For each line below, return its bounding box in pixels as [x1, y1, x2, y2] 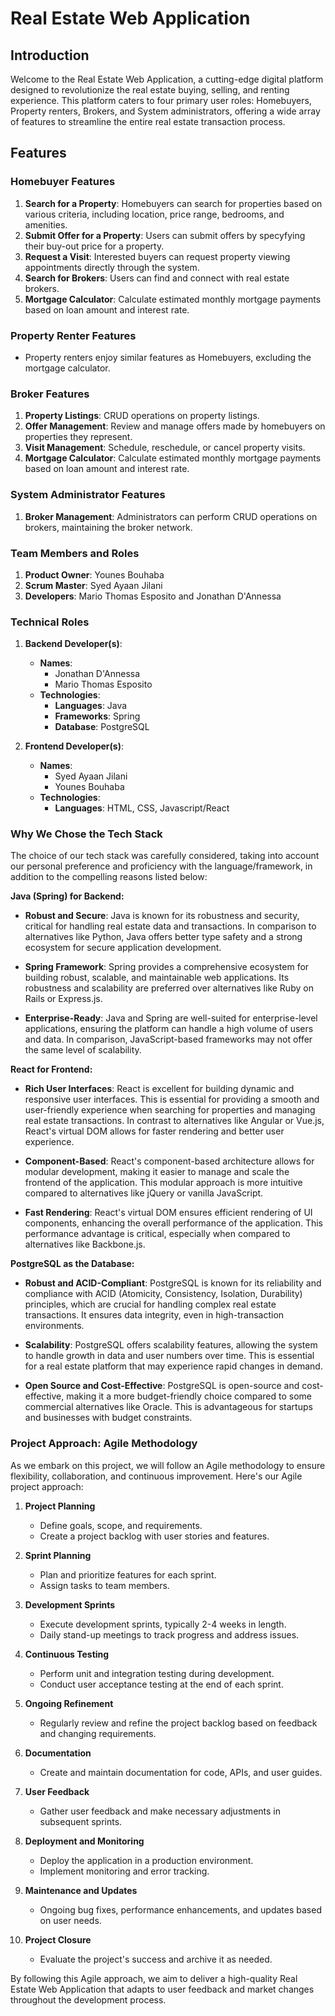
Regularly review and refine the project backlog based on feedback [39, 1717, 318, 1729]
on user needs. [39, 1914, 102, 1926]
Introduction [10, 47, 90, 64]
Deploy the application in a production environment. [39, 1854, 254, 1866]
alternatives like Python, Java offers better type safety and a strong [24, 931, 303, 943]
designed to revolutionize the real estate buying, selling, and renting [10, 84, 290, 96]
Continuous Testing [24, 1648, 110, 1660]
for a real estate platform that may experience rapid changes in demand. [24, 1360, 323, 1372]
